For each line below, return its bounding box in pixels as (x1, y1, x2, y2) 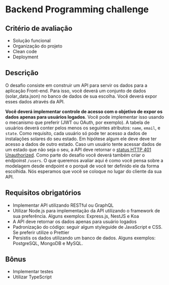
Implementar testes (12, 269, 53, 275)
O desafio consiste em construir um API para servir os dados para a (5, 82, 148, 88)
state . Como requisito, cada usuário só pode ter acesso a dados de (5, 130, 147, 136)
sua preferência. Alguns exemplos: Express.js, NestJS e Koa (12, 213, 139, 219)
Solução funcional (12, 37, 51, 43)
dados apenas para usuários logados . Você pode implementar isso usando (5, 114, 164, 120)
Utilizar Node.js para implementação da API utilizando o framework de (12, 207, 160, 213)
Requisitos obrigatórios (5, 188, 81, 198)
